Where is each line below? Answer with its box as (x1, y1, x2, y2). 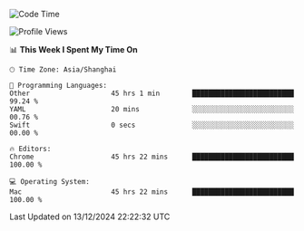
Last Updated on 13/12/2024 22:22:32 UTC (9, 211, 171, 222)
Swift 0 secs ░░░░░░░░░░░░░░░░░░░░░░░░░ (9, 120, 295, 130)
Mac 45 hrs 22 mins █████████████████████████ (9, 188, 295, 197)
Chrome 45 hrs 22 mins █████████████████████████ (9, 152, 295, 161)
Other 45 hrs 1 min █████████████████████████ (9, 89, 295, 98)
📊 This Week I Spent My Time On (9, 44, 138, 54)
